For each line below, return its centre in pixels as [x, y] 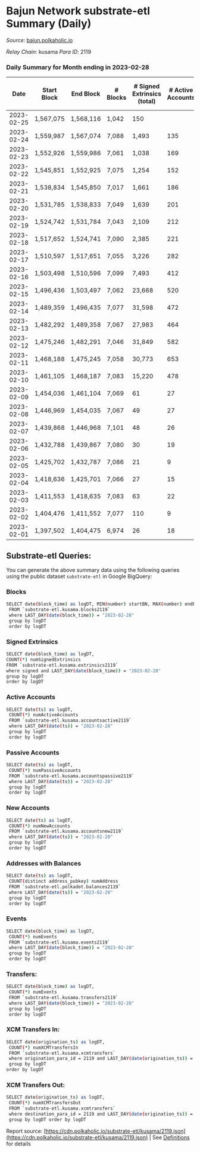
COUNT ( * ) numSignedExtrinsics [44, 660]
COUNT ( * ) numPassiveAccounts [45, 770]
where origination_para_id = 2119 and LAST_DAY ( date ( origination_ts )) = [101, 1059]
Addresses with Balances [44, 863]
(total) [147, 101]
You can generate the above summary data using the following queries [93, 570]
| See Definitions [169, 1137]
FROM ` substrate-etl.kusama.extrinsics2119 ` [62, 665]
